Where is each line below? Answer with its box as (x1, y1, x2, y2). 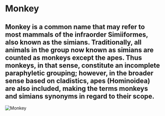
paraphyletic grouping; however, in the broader (5, 69, 154, 77)
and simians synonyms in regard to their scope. (5, 92, 155, 100)
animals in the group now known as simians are (5, 45, 154, 54)
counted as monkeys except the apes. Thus (5, 53, 142, 62)
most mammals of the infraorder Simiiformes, (5, 30, 148, 39)
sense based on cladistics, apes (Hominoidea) (5, 77, 151, 85)
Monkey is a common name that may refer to (5, 23, 145, 31)
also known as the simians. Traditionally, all (5, 38, 142, 46)
